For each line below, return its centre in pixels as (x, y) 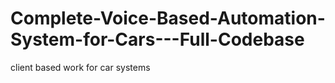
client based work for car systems (80, 67)
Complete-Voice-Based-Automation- (168, 18)
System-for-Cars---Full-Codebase (157, 39)
